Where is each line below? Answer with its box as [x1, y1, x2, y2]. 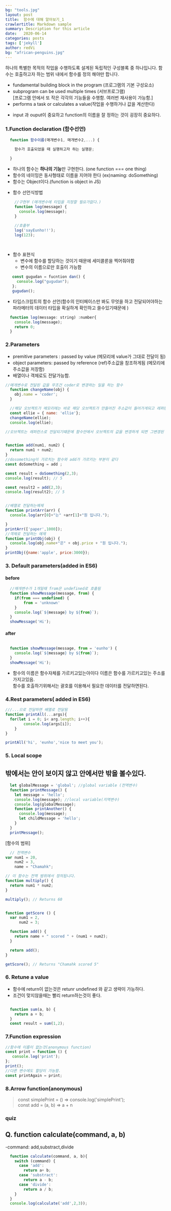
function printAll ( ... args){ [5, 712, 67, 717]
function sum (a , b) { [10, 1007, 56, 1012]
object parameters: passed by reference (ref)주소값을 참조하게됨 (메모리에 [12, 360, 165, 366]
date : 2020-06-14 [5, 31, 47, 36]
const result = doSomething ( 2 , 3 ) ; [5, 471, 79, 476]
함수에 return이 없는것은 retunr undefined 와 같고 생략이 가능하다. [12, 986, 145, 992]
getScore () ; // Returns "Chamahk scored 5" [5, 962, 99, 967]
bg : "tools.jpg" [5, 7, 40, 13]
